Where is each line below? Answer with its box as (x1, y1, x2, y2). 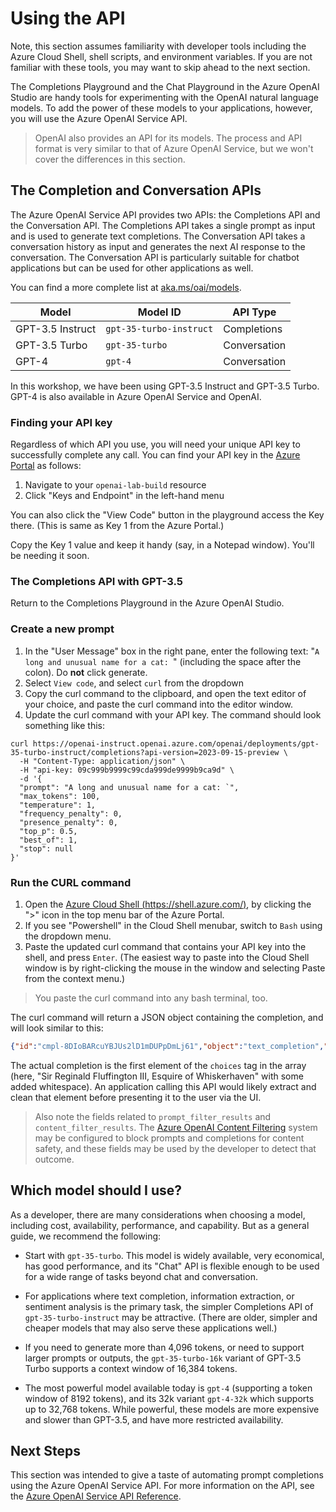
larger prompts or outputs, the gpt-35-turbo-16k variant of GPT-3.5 (24, 1352, 302, 1364)
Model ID (137, 305, 182, 319)
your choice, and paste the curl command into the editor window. (24, 698, 294, 710)
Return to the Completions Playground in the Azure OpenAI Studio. (10, 597, 285, 609)
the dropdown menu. (24, 930, 112, 942)
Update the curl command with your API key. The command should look (24, 708, 322, 721)
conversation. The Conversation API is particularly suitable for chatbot (10, 251, 300, 263)
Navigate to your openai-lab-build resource (24, 479, 207, 491)
